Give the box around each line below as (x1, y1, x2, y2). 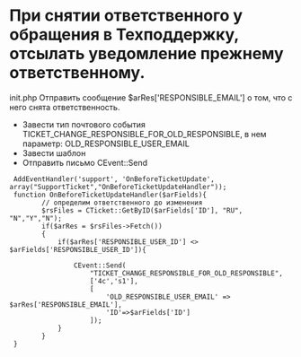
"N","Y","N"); (9, 213, 63, 222)
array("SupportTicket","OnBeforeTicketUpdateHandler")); (9, 182, 227, 191)
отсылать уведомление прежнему (9, 44, 285, 64)
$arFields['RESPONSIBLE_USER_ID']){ (9, 245, 146, 254)
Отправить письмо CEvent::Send (22, 157, 148, 168)
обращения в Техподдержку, (9, 24, 240, 45)
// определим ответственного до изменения (41, 198, 203, 207)
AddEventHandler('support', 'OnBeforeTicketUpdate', (13, 174, 216, 184)
